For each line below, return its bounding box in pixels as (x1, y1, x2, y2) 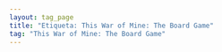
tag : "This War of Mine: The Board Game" (9, 29, 166, 38)
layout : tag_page (9, 12, 74, 22)
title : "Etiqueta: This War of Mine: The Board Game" (9, 21, 215, 30)
